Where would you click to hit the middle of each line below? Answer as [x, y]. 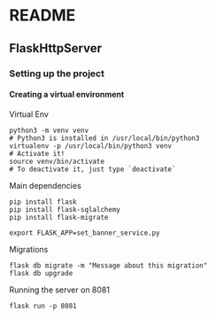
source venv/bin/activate [57, 161]
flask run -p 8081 [43, 306]
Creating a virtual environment [67, 95]
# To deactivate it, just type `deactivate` [93, 169]
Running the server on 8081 [60, 290]
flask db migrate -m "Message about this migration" [108, 265]
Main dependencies [45, 185]
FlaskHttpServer [55, 48]
